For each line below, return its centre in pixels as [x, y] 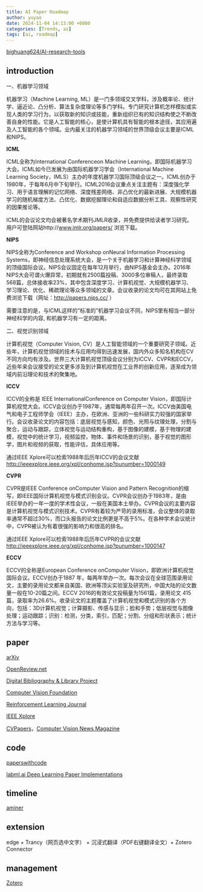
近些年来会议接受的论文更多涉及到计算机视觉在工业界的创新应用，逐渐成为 [99, 366]
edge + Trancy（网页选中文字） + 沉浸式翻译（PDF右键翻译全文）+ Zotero [99, 842]
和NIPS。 [18, 136]
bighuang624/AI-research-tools [46, 52]
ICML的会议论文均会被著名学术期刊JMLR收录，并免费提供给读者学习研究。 [99, 220]
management [32, 868]
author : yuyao [24, 18]
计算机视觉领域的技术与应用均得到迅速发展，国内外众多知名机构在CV [108, 351]
